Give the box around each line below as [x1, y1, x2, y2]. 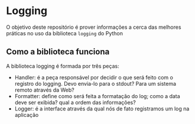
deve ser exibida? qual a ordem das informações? [14, 99, 136, 106]
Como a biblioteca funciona [6, 47, 110, 57]
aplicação [14, 111, 39, 118]
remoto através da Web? [14, 86, 75, 93]
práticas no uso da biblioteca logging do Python [6, 29, 123, 36]
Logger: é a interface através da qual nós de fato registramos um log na [14, 105, 190, 112]
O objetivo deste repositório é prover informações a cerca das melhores [6, 24, 181, 31]
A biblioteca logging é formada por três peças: [6, 62, 119, 69]
